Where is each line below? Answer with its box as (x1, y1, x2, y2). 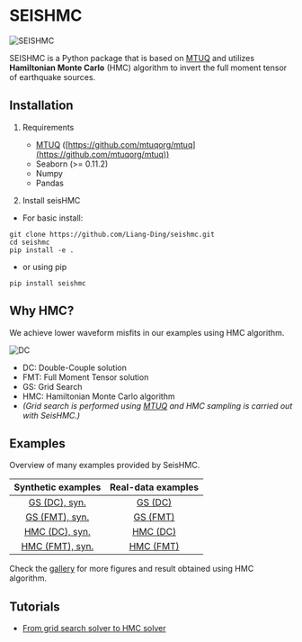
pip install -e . (9, 245, 75, 255)
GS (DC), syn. (28, 496, 87, 509)
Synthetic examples (13, 481, 102, 493)
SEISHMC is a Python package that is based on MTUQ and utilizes (9, 52, 254, 63)
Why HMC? (9, 303, 75, 319)
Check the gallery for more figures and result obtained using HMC (9, 564, 254, 574)
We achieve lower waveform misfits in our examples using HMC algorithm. (9, 327, 285, 338)
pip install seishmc (9, 278, 87, 288)
